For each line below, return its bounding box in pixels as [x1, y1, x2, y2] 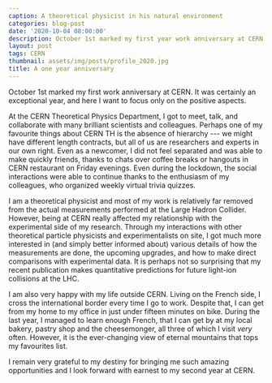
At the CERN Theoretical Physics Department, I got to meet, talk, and [8, 111, 238, 121]
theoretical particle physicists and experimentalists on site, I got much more [8, 230, 261, 240]
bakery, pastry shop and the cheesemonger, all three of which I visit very [8, 324, 253, 334]
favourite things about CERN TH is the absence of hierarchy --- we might [8, 128, 253, 138]
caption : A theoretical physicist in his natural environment [8, 11, 223, 20]
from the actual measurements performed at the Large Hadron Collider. [8, 204, 247, 214]
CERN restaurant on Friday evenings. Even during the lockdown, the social [8, 163, 257, 173]
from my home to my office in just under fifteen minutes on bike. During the [8, 306, 261, 316]
